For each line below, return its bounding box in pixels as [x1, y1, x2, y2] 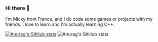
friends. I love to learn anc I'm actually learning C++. [5, 21, 115, 27]
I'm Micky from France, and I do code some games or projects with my [5, 16, 153, 22]
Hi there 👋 [5, 5, 30, 12]
